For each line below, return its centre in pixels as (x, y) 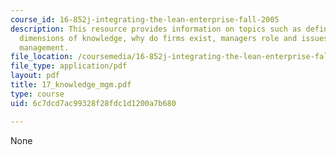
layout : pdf (35, 76)
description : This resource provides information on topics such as (156, 29)
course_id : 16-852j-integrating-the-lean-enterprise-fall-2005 (145, 19)
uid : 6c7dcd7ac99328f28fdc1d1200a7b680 (93, 103)
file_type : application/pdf (69, 66)
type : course (37, 94)
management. (44, 47)
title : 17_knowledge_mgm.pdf (71, 85)
